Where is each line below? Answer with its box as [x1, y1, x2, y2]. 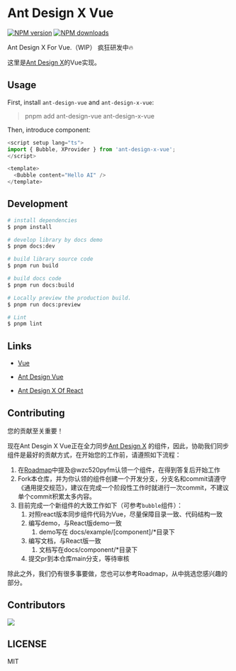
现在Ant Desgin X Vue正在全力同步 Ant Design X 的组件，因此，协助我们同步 [7, 441, 229, 450]
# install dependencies [7, 216, 78, 224]
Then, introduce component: [7, 126, 91, 134]
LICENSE [7, 638, 47, 650]
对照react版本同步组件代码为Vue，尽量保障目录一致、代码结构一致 [28, 509, 223, 518]
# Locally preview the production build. [7, 294, 132, 301]
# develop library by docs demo [7, 236, 103, 243]
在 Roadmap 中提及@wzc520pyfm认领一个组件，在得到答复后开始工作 [17, 465, 221, 474]
